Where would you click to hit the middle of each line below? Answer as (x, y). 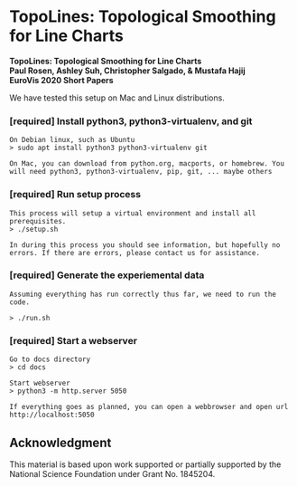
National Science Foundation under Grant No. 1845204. (112, 473)
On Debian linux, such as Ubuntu (72, 140)
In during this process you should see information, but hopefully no (145, 245)
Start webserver (40, 383)
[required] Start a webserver (74, 340)
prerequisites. (38, 221)
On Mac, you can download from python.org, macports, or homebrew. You (147, 164)
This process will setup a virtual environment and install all (133, 213)
